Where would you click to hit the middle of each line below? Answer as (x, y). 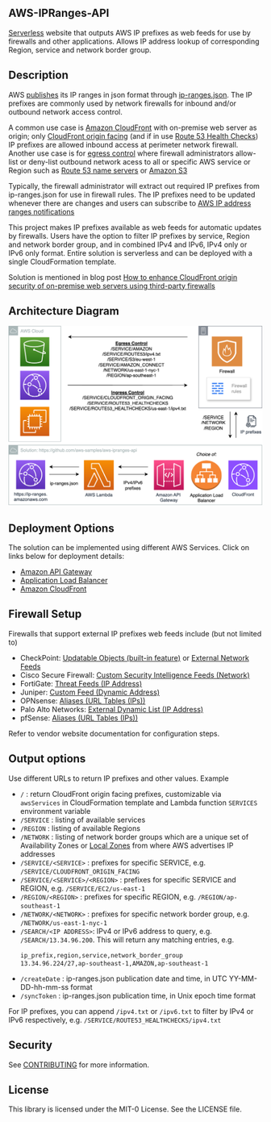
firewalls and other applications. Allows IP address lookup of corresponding (134, 41)
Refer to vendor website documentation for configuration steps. (114, 733)
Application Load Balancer (64, 581)
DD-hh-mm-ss (44, 986)
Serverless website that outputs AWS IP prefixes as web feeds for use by (130, 32)
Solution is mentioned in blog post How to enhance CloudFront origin (123, 277)
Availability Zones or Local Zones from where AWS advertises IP (127, 845)
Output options (47, 759)
